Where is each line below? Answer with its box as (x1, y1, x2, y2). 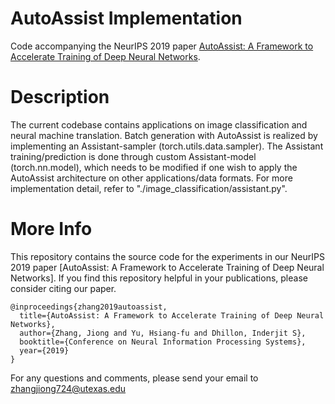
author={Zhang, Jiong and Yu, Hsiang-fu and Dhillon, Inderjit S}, (19, 328, 307, 338)
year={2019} (19, 345, 70, 356)
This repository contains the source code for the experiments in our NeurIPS (10, 250, 325, 262)
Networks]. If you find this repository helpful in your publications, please (10, 272, 308, 284)
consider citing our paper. (10, 282, 117, 294)
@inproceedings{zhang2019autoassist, (10, 302, 168, 312)
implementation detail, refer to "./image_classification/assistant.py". (10, 182, 288, 194)
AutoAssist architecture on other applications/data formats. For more (10, 172, 293, 184)
